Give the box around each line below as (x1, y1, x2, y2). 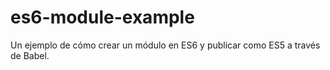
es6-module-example (10, 6, 195, 29)
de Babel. (10, 49, 50, 61)
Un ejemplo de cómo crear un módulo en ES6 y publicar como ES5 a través (10, 39, 321, 51)
